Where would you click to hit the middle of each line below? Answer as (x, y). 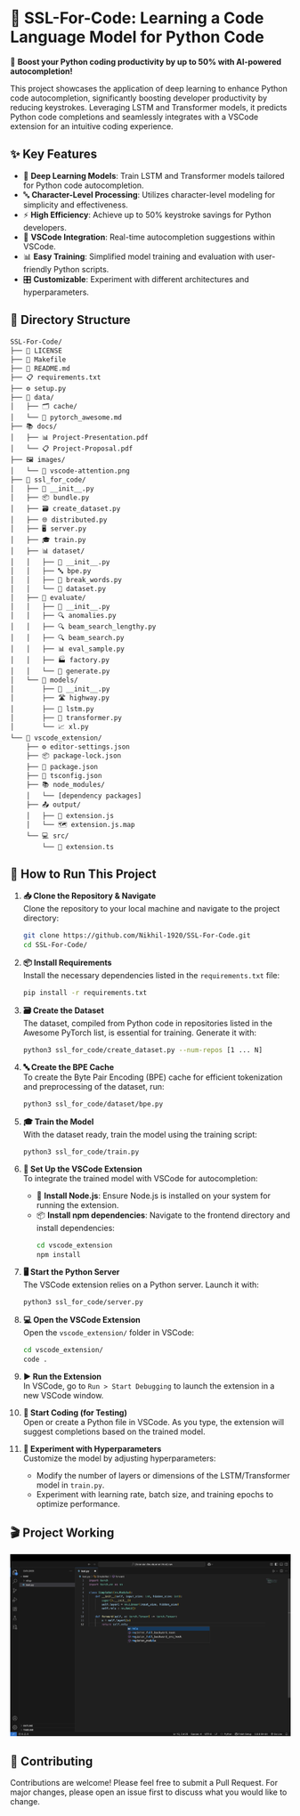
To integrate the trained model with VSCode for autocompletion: (140, 1178)
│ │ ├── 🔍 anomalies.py (63, 615)
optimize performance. (78, 1504)
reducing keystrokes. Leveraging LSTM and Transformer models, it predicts (149, 107)
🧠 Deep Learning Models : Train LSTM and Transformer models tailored (154, 175)
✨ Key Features (53, 154)
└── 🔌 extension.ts (78, 847)
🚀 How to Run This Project (83, 874)
